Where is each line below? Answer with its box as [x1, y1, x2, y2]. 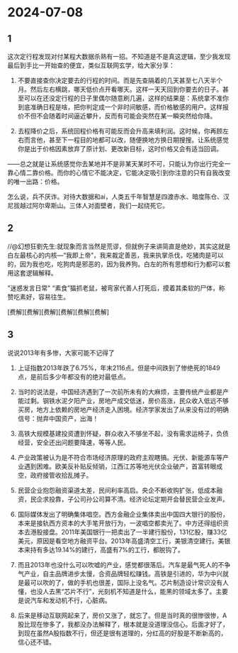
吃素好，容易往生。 [13, 292, 69, 301]
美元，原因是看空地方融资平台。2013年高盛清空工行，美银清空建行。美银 [17, 537, 231, 545]
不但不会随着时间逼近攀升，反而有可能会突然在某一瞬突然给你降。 [23, 111, 217, 120]
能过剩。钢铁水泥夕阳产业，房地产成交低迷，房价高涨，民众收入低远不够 [17, 396, 229, 405]
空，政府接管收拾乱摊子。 [17, 471, 93, 479]
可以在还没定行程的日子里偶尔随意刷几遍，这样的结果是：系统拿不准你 [23, 94, 229, 102]
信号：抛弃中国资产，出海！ [17, 414, 99, 422]
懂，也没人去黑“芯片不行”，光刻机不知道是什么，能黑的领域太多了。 [17, 587, 216, 596]
